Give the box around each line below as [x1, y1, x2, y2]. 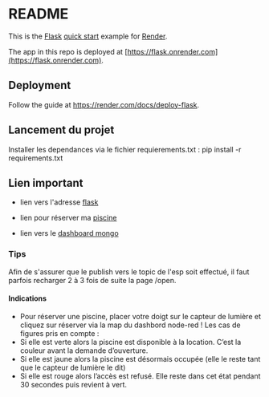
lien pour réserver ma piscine [19, 213, 117, 223]
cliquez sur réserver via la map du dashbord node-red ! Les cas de [19, 320, 241, 330]
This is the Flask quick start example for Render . [8, 31, 168, 41]
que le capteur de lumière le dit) [19, 363, 126, 372]
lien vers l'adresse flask [19, 197, 99, 207]
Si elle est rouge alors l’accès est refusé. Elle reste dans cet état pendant [19, 371, 261, 381]
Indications [8, 294, 47, 303]
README [8, 5, 69, 23]
